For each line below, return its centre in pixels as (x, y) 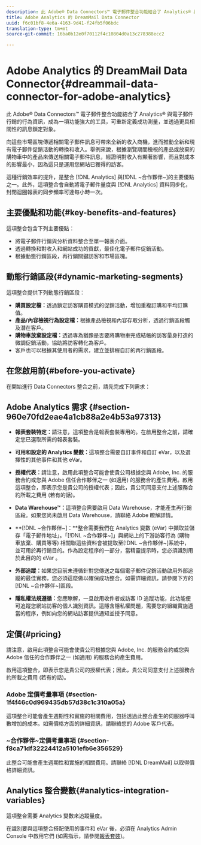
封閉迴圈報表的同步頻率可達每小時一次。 (56, 192)
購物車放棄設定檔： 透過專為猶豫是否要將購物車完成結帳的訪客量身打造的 (104, 335)
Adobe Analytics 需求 (47, 407)
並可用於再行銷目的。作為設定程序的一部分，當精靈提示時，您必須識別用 (104, 551)
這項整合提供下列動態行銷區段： (45, 292)
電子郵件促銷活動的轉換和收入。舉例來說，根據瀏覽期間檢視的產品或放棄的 (103, 149)
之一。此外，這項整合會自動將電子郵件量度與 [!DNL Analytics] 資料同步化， (99, 185)
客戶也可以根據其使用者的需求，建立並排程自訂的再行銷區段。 (91, 350)
